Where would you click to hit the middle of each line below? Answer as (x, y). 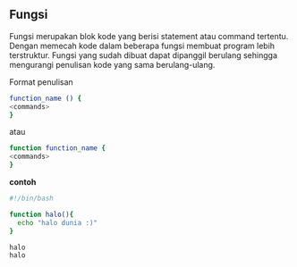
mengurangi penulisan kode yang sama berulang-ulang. (112, 64)
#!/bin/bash (31, 199)
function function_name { (57, 148)
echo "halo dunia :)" (58, 222)
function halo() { (42, 214)
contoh (23, 182)
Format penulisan (41, 82)
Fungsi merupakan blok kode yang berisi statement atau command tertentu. (149, 36)
